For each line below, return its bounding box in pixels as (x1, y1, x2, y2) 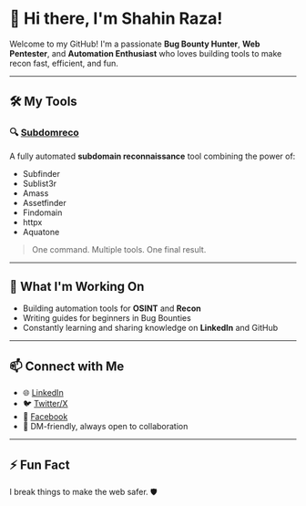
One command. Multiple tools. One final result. (31, 243, 207, 254)
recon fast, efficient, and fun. (9, 57, 118, 68)
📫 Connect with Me (9, 358, 125, 374)
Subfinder (22, 168, 61, 179)
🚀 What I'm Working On (9, 279, 145, 294)
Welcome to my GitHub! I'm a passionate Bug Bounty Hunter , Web (9, 38, 260, 49)
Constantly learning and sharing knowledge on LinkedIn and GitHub (22, 323, 279, 334)
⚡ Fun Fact (9, 457, 70, 472)
